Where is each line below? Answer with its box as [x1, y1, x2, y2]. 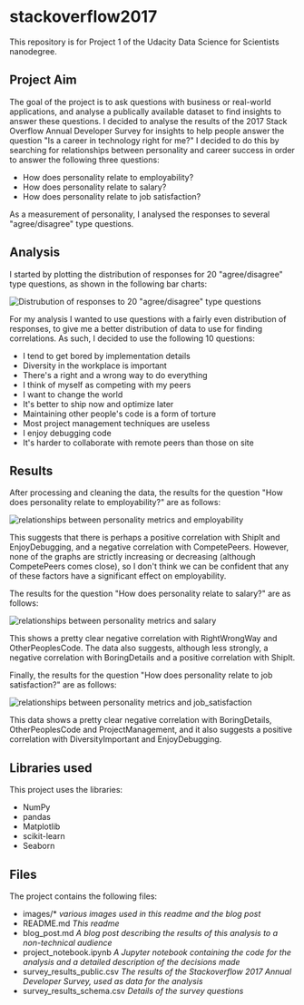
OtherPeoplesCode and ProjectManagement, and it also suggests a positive [9, 724, 293, 736]
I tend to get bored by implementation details [22, 350, 191, 361]
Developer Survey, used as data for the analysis [22, 976, 203, 986]
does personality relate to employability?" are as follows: [9, 497, 221, 508]
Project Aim [9, 73, 77, 88]
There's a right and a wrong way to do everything [22, 369, 208, 380]
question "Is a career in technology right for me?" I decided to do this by [9, 134, 279, 146]
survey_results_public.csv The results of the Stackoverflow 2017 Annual [22, 966, 292, 977]
